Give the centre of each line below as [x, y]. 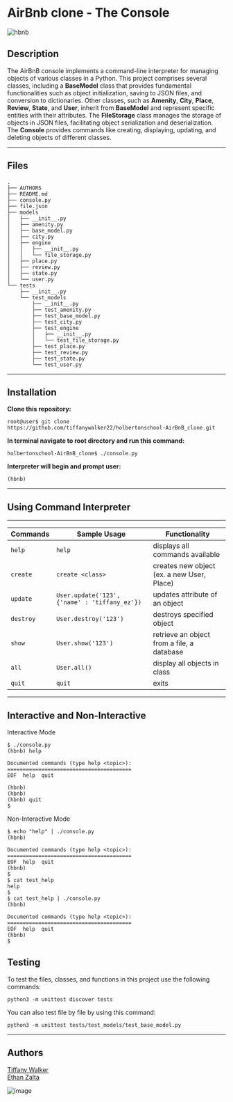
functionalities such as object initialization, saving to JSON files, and [105, 93]
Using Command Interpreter [69, 507]
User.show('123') [85, 643]
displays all [171, 546]
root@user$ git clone [38, 422]
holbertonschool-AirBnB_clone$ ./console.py [72, 454]
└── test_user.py [57, 364]
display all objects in [186, 663]
